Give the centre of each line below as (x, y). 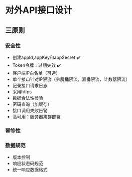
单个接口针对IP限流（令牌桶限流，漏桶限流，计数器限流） (71, 79)
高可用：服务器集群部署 (36, 116)
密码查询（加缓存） (32, 104)
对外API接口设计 (39, 10)
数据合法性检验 (28, 98)
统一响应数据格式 (30, 170)
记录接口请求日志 (30, 85)
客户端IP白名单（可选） (36, 73)
